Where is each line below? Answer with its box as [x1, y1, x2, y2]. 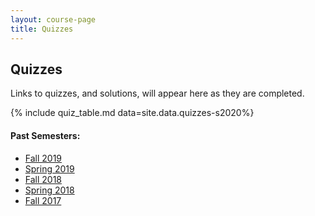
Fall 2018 [24, 173, 63, 185]
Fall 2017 [24, 194, 62, 206]
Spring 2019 [24, 162, 75, 175]
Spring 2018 [24, 184, 75, 196]
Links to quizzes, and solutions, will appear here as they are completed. [10, 87, 305, 100]
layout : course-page [10, 14, 97, 25]
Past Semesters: [10, 129, 81, 141]
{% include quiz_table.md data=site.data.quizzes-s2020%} [10, 107, 255, 119]
